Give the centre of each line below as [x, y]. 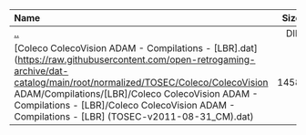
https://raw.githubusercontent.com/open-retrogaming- [137, 60]
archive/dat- [41, 71]
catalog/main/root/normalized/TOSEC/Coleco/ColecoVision [141, 83]
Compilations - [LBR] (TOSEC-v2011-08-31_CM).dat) [134, 116]
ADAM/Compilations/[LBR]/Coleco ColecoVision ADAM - [136, 93]
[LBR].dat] [235, 48]
